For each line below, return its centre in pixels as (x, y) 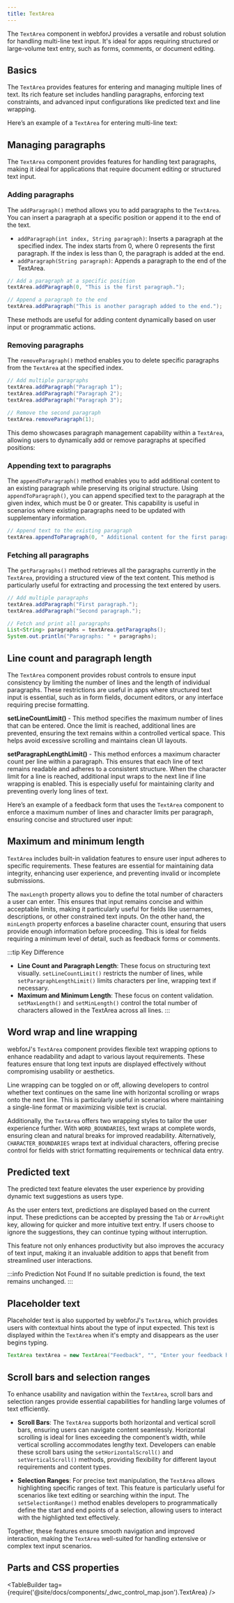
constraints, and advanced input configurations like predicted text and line (114, 102)
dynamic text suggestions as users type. (65, 1196)
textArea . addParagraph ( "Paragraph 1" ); (65, 387)
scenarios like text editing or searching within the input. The (103, 1495)
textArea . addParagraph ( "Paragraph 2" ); (65, 394)
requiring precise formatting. (48, 705)
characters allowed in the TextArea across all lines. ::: (94, 1010)
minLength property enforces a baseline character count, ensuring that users (117, 923)
